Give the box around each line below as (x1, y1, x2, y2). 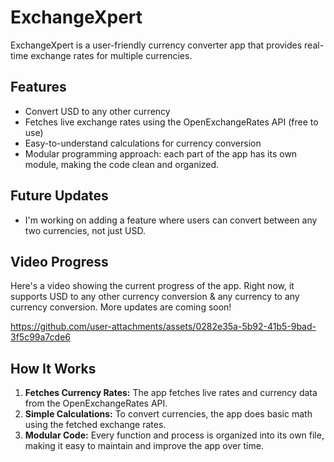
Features (10, 79, 67, 96)
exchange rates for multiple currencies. (30, 49, 193, 61)
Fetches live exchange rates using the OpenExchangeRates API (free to (24, 116, 319, 128)
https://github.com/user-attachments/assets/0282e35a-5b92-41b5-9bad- (10, 321, 317, 333)
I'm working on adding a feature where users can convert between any (24, 214, 318, 226)
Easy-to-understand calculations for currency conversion (24, 137, 262, 149)
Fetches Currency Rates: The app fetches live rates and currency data (24, 387, 318, 399)
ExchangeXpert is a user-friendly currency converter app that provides (10, 39, 303, 51)
